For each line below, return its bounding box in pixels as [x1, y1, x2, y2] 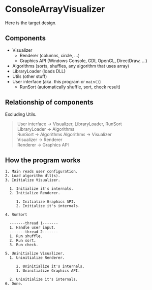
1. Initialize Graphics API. [16, 199, 76, 204]
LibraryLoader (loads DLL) [12, 68, 66, 74]
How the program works [5, 156, 81, 164]
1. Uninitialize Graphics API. [16, 268, 80, 273]
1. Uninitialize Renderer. [9, 255, 65, 260]
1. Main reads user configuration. [5, 169, 78, 174]
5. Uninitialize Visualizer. [5, 251, 65, 256]
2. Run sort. [9, 238, 36, 243]
